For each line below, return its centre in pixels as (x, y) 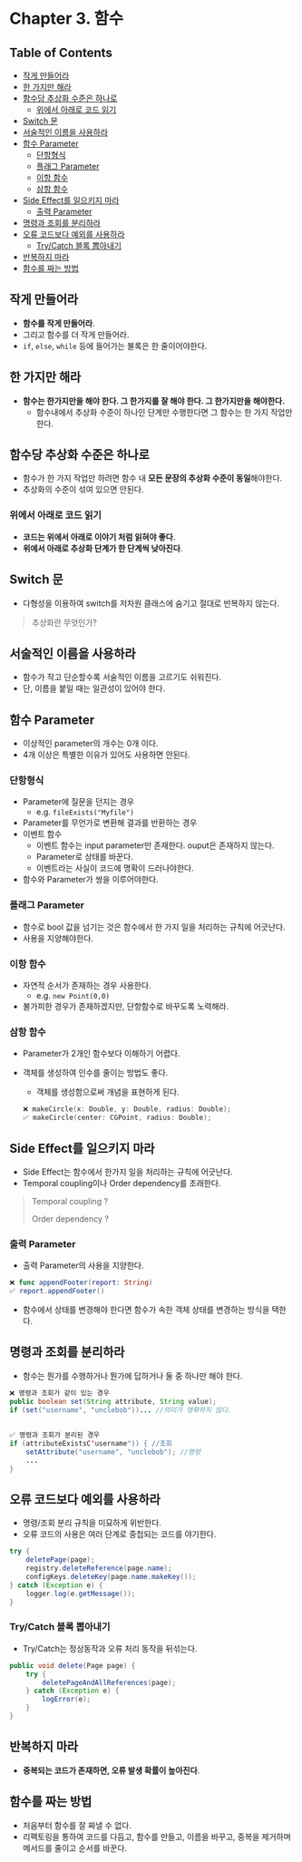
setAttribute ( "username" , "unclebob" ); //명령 (113, 1452)
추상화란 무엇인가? (64, 622)
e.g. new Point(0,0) (73, 996)
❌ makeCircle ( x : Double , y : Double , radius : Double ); (127, 1109)
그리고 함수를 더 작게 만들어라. (76, 334)
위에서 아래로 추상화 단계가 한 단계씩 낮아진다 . (102, 548)
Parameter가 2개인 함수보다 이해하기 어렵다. (101, 1054)
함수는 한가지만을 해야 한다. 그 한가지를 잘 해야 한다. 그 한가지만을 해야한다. (154, 401)
